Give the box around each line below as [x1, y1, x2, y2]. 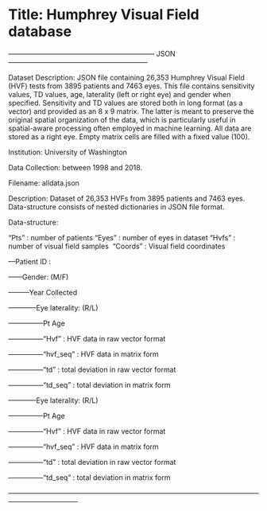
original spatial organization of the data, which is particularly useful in [8, 115, 236, 124]
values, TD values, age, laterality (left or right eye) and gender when [8, 89, 231, 99]
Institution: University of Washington [8, 147, 127, 157]
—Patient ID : [8, 256, 52, 266]
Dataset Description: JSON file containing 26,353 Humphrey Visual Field [8, 72, 245, 82]
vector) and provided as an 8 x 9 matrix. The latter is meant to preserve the [8, 106, 254, 116]
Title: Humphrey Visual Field [8, 6, 200, 24]
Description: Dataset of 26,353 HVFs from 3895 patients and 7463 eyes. [8, 193, 246, 203]
